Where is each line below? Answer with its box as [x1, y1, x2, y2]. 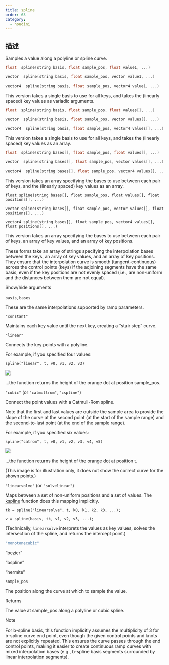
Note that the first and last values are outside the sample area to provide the [5, 408, 164, 415]
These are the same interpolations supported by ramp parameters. [5, 304, 144, 310]
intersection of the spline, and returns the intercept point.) [5, 530, 126, 536]
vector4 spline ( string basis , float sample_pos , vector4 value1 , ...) [5, 83, 159, 89]
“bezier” [5, 550, 23, 556]
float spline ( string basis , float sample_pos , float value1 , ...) [5, 65, 151, 70]
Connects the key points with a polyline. [5, 341, 89, 347]
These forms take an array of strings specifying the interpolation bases [5, 247, 153, 254]
